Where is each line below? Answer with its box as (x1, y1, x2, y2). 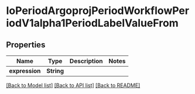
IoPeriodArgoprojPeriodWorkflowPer (6, 4, 189, 18)
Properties (6, 40, 46, 50)
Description (69, 57, 104, 65)
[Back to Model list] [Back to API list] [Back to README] (6, 82, 141, 89)
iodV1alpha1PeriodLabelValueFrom (6, 16, 179, 30)
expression (9, 67, 41, 75)
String (46, 67, 64, 75)
